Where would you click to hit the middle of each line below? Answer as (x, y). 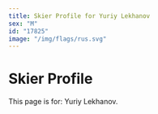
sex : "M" (23, 24)
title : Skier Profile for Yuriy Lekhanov (79, 16)
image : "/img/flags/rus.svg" (58, 39)
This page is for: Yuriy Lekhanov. (63, 102)
